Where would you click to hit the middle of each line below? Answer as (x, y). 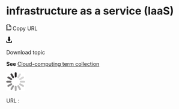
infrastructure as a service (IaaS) (90, 11)
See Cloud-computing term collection (53, 63)
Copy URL (25, 28)
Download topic (26, 52)
